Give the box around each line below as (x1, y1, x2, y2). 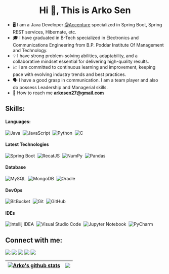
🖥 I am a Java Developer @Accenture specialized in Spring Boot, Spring (12, 21, 162, 27)
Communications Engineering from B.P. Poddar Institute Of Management (12, 42, 164, 48)
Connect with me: (5, 236, 63, 245)
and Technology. (12, 47, 48, 53)
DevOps (5, 187, 23, 193)
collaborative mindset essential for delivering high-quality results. (12, 58, 149, 64)
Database (5, 164, 26, 170)
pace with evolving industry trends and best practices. (12, 71, 126, 77)
